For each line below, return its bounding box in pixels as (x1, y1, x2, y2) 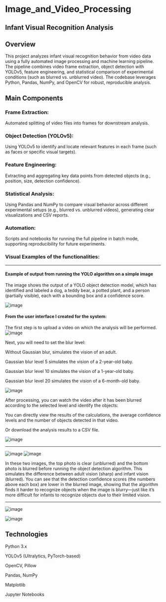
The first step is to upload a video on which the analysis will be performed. (5, 324, 157, 330)
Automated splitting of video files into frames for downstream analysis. (5, 120, 149, 126)
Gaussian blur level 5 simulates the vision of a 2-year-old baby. (5, 359, 133, 364)
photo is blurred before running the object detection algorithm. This (5, 465, 142, 472)
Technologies (5, 530, 48, 539)
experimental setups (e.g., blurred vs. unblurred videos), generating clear (5, 207, 155, 213)
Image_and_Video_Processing (5, 3, 131, 15)
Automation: (5, 224, 36, 231)
